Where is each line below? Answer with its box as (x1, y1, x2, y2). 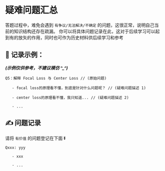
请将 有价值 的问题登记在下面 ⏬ (5, 135, 66, 141)
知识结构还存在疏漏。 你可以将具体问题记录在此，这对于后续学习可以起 (13, 28, 160, 34)
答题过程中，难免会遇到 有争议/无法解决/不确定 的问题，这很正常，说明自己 (5, 22, 155, 28)
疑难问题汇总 (5, 4, 58, 16)
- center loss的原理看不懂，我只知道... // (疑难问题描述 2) (11, 95, 129, 100)
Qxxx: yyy (5, 145, 26, 150)
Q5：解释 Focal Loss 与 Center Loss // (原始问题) (5, 75, 107, 80)
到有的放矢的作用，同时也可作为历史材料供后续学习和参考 (5, 34, 123, 40)
